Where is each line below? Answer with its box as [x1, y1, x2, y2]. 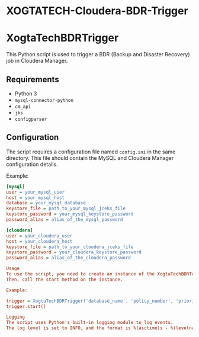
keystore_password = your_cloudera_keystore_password [6, 249, 142, 255]
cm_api [14, 104, 31, 110]
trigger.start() [6, 303, 46, 309]
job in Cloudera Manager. [6, 57, 68, 65]
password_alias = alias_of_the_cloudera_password [6, 255, 131, 261]
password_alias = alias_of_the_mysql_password [6, 217, 123, 223]
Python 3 [14, 90, 37, 97]
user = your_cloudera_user [6, 233, 73, 239]
